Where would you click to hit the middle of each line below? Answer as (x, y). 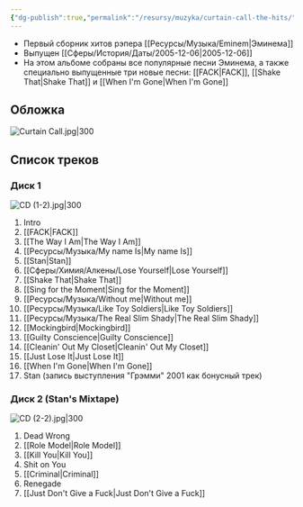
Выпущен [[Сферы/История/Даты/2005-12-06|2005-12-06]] (138, 53)
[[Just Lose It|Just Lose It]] (73, 357)
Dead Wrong (47, 436)
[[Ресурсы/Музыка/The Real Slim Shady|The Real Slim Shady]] (141, 318)
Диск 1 (26, 186)
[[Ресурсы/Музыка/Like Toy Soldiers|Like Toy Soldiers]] (128, 309)
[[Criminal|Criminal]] (61, 475)
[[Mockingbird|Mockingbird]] (77, 328)
